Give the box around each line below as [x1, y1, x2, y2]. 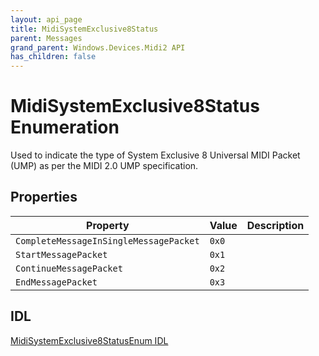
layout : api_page [10, 14, 83, 25]
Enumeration [10, 116, 120, 139]
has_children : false [10, 52, 97, 62]
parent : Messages [10, 33, 83, 43]
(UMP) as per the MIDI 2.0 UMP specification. [10, 160, 199, 172]
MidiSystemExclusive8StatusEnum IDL [10, 334, 169, 346]
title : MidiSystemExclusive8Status [10, 24, 159, 34]
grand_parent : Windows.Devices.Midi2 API [10, 42, 186, 53]
